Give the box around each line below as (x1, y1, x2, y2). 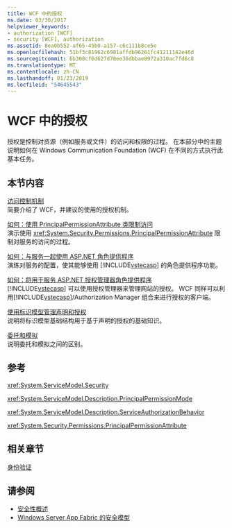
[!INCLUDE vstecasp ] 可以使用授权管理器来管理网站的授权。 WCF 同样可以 (7, 284, 219, 292)
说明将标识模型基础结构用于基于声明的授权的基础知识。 (7, 316, 165, 325)
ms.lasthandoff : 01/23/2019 (7, 74, 89, 82)
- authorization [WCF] (7, 29, 73, 37)
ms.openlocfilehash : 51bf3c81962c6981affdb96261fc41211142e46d (7, 49, 194, 56)
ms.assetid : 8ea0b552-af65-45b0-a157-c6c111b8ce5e (7, 42, 157, 49)
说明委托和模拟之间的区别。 (7, 340, 87, 348)
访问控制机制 (7, 197, 44, 205)
